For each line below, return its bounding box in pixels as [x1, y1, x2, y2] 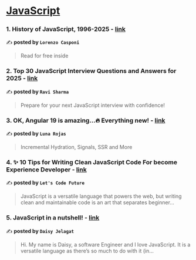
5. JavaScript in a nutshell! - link [6, 214, 100, 222]
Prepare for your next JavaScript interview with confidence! [20, 102, 165, 109]
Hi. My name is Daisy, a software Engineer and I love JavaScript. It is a [20, 241, 191, 248]
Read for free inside [20, 52, 69, 59]
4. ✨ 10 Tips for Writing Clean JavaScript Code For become [6, 158, 178, 166]
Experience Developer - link [6, 166, 87, 174]
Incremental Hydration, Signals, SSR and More [20, 144, 133, 151]
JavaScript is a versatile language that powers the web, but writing [20, 193, 182, 200]
